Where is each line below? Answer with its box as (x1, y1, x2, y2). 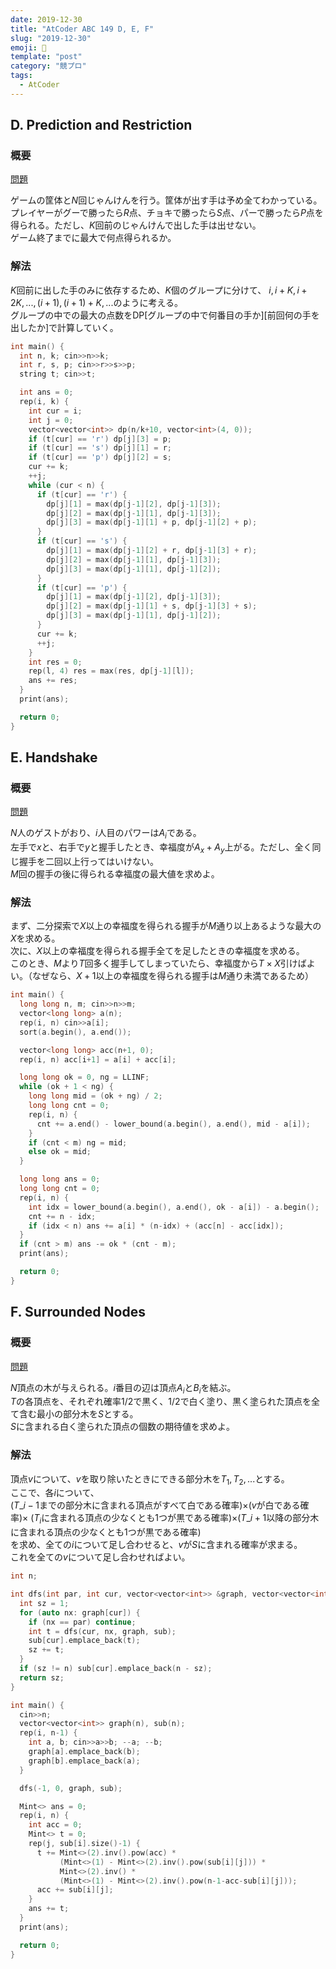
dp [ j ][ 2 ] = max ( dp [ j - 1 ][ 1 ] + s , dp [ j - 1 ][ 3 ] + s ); (46, 601, 258, 611)
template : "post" (10, 52, 83, 62)
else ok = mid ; (28, 1147, 92, 1157)
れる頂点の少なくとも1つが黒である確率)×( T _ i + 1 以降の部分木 (67, 1512, 320, 1524)
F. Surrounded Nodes (10, 1304, 146, 1321)
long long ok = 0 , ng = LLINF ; (19, 1072, 150, 1083)
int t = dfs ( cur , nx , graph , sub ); (28, 1626, 177, 1636)
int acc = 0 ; (28, 1820, 83, 1830)
